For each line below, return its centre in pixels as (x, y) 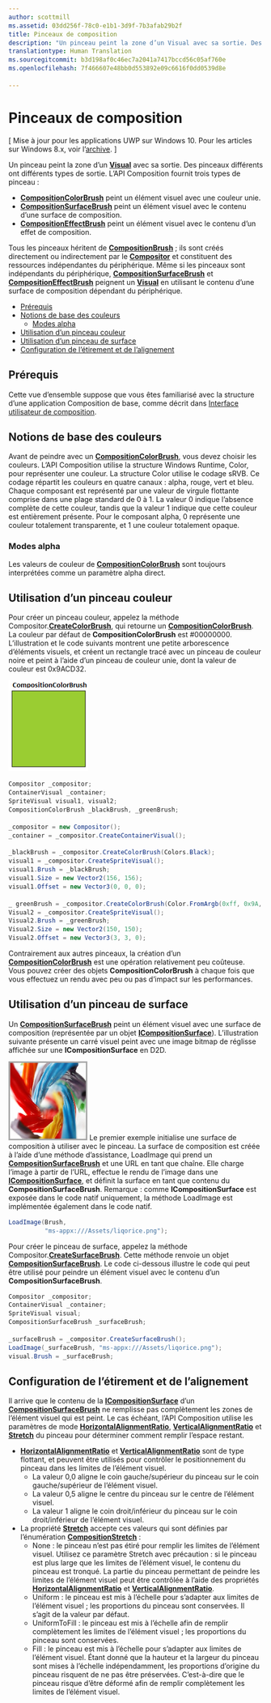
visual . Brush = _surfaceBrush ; (61, 1356)
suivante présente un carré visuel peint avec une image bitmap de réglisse (132, 1041)
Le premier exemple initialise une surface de (163, 1137)
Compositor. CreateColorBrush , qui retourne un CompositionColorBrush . (131, 626)
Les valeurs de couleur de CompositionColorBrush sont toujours (117, 564)
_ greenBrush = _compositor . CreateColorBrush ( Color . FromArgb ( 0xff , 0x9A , (135, 904)
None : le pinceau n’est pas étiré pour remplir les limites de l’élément (146, 1546)
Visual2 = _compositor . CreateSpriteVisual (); (86, 912)
